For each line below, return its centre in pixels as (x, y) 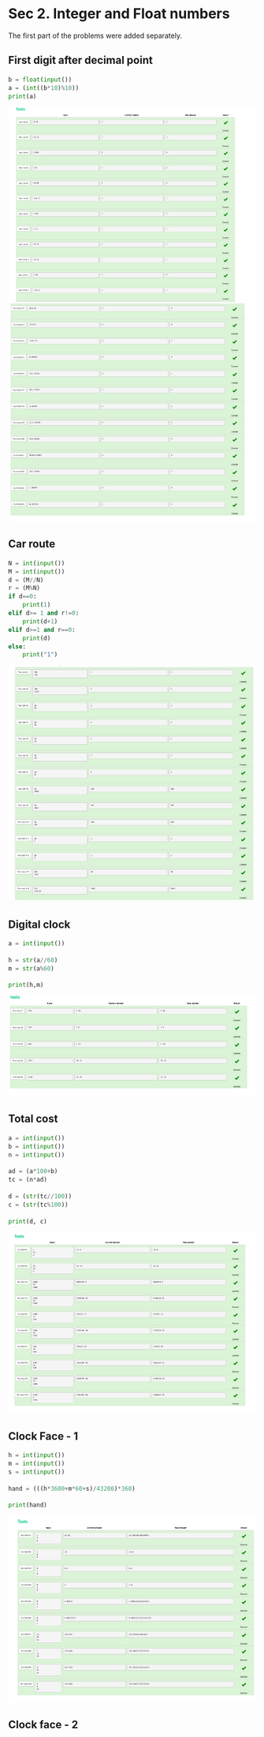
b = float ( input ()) (40, 80)
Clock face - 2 (43, 1724)
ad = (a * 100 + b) (33, 1171)
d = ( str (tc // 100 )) (40, 1196)
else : (17, 646)
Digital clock (39, 924)
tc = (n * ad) (28, 1180)
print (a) (22, 96)
